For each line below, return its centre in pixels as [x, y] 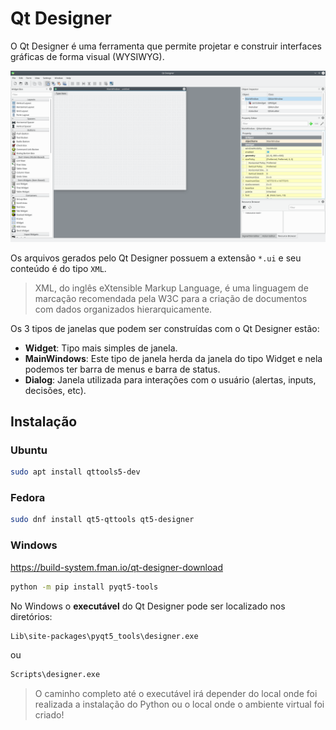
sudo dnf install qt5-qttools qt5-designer [102, 520]
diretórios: [31, 616]
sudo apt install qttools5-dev [75, 472]
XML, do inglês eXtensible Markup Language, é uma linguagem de [171, 288]
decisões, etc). [55, 390]
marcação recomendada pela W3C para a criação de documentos [171, 298]
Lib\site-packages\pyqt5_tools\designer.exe [104, 636]
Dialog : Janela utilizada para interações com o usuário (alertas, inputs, [170, 379]
